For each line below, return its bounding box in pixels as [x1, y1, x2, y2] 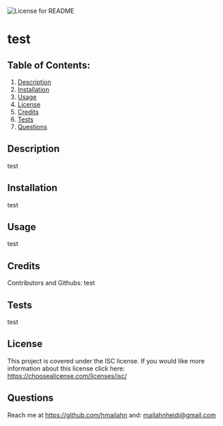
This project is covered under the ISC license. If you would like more [7, 356, 205, 365]
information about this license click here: [7, 364, 125, 373]
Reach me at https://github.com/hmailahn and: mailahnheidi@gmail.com [7, 411, 216, 419]
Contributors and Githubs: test [7, 278, 95, 288]
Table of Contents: [7, 59, 91, 71]
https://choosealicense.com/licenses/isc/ [7, 371, 127, 380]
